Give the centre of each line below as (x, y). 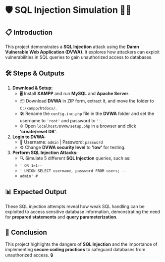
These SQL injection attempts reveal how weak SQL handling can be (75, 206)
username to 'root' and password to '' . (61, 120)
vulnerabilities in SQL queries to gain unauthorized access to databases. (79, 57)
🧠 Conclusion (26, 233)
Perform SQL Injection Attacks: (45, 153)
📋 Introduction (29, 32)
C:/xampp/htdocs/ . (38, 108)
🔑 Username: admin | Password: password (61, 142)
